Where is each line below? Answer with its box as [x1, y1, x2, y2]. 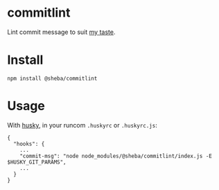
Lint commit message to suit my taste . [7, 28, 116, 36]
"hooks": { [13, 140, 45, 147]
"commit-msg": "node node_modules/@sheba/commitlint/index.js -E [19, 153, 213, 159]
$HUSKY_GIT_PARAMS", [7, 158, 67, 166]
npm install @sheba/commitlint [7, 75, 98, 82]
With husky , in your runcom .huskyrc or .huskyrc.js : [7, 121, 157, 129]
